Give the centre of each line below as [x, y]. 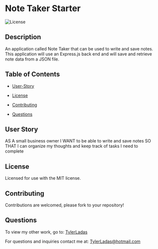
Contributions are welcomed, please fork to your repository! [65, 205]
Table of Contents [33, 74]
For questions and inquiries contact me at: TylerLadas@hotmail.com [73, 241]
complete [14, 151]
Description [23, 37]
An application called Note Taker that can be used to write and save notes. [79, 48]
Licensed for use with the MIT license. [43, 178]
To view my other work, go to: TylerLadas [46, 232]
